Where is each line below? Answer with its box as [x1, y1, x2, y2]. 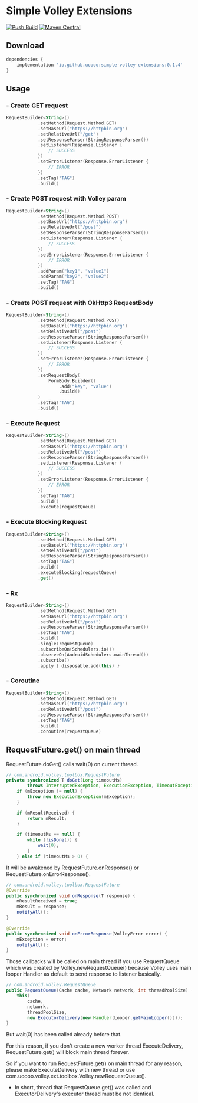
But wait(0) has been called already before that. [6, 1031, 122, 1038]
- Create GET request [6, 101, 68, 110]
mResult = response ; [16, 904, 67, 910]
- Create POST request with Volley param [6, 195, 127, 203]
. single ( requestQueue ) [37, 641, 94, 647]
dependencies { [6, 56, 44, 63]
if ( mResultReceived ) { [16, 810, 75, 816]
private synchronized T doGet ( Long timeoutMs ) [6, 777, 123, 783]
